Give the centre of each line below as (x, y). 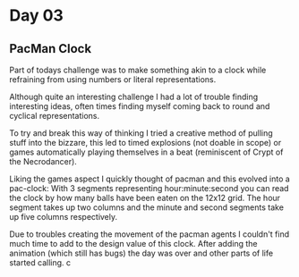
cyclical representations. (55, 116)
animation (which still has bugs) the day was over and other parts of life (141, 253)
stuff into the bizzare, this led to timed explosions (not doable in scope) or (145, 143)
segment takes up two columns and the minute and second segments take (147, 207)
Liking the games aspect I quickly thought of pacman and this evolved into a (150, 179)
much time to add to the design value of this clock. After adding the (133, 243)
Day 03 (37, 16)
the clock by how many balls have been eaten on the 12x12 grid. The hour (145, 198)
